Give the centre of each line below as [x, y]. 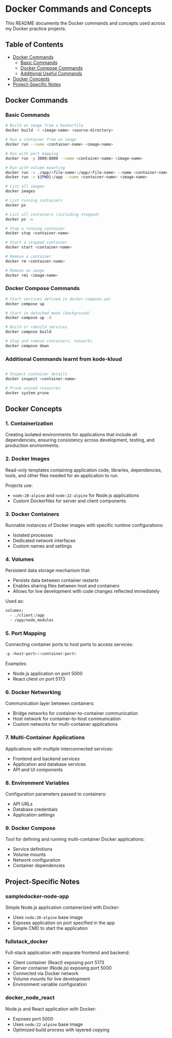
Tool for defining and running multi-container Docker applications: [75, 839]
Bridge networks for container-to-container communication [75, 714]
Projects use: [19, 485]
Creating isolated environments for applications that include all [71, 435]
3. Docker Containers [33, 514]
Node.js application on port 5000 [48, 674]
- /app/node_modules [32, 620]
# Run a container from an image [41, 140]
